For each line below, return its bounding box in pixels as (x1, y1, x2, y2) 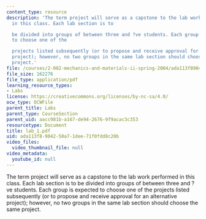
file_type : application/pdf (6, 76, 78, 83)
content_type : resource (6, 9, 67, 15)
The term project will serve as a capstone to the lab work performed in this (6, 173, 195, 180)
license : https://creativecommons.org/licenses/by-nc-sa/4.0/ (6, 94, 169, 100)
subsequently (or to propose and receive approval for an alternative (6, 192, 177, 199)
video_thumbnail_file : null (12, 145, 84, 151)
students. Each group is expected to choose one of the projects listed (13, 186, 190, 193)
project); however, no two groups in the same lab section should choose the (6, 199, 199, 206)
